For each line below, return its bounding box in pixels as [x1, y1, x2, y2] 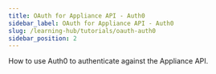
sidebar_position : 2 [8, 34, 78, 43]
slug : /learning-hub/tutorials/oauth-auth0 [8, 27, 157, 35]
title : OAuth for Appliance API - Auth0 [8, 11, 146, 20]
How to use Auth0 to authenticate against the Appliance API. [8, 56, 209, 66]
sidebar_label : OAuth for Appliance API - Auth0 [8, 19, 174, 27]
